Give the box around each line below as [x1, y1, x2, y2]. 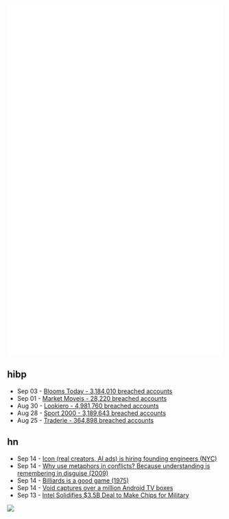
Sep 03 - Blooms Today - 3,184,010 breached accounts [16, 387, 173, 395]
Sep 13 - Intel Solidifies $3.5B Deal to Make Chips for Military [16, 491, 190, 499]
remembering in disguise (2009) [16, 469, 108, 477]
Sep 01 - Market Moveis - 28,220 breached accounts [16, 394, 167, 402]
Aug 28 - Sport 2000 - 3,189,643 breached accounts [16, 408, 167, 417]
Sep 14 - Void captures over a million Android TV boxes [16, 483, 173, 492]
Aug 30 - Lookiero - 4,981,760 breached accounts [16, 401, 159, 410]
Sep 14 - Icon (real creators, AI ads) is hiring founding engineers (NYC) [16, 454, 217, 463]
